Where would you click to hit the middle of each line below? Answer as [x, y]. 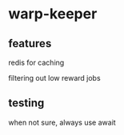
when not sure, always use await [62, 122]
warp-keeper [53, 14]
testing [26, 103]
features [30, 44]
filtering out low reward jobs [55, 78]
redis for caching [36, 62]
